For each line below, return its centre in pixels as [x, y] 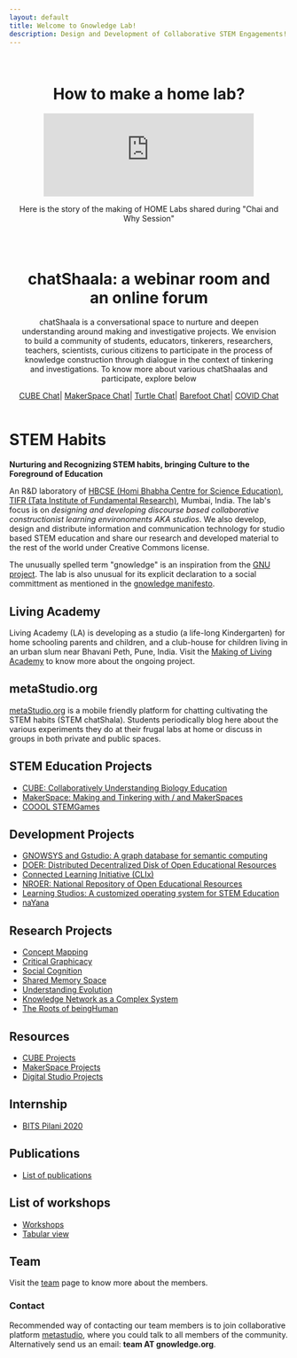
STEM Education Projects [81, 766]
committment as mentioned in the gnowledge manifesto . [112, 584]
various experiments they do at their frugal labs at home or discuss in [136, 729]
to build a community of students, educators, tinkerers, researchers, [149, 341]
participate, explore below [149, 379]
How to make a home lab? [149, 94]
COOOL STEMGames [61, 807]
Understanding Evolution [67, 990]
